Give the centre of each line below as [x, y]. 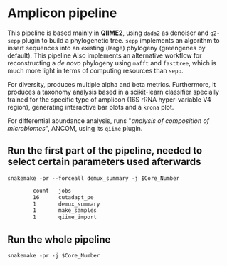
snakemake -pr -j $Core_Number [54, 255]
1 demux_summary [67, 204]
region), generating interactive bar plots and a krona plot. [91, 107]
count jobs [52, 191]
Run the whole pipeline [59, 239]
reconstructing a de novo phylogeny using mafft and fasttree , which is [112, 63]
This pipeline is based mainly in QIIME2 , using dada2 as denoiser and [108, 33]
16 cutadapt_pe [63, 197]
